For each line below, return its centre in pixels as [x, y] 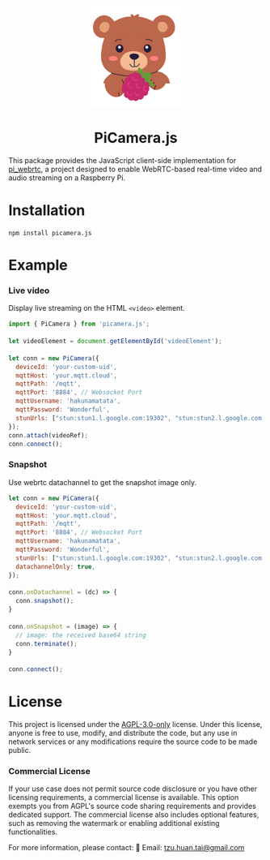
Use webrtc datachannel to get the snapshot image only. [103, 482]
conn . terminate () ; [47, 643]
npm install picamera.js [50, 233]
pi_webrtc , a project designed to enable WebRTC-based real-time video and [135, 169]
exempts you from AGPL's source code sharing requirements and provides [132, 806]
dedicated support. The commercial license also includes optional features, [134, 815]
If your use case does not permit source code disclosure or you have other [133, 789]
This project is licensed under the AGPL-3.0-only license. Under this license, [135, 725]
